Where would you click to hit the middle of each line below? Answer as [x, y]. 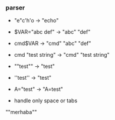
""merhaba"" [21, 112]
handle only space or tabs [46, 100]
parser [15, 8]
